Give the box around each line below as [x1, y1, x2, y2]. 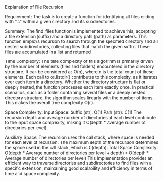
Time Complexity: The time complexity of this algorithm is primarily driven [5, 59, 153, 64]
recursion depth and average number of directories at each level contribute [5, 115, 156, 120]
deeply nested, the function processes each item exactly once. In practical [5, 84, 155, 90]
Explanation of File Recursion [5, 4, 64, 10]
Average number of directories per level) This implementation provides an [5, 155, 153, 161]
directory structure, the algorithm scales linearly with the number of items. [5, 95, 154, 101]
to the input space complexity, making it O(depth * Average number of [5, 120, 146, 125]
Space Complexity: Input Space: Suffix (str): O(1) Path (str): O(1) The [5, 109, 142, 115]
